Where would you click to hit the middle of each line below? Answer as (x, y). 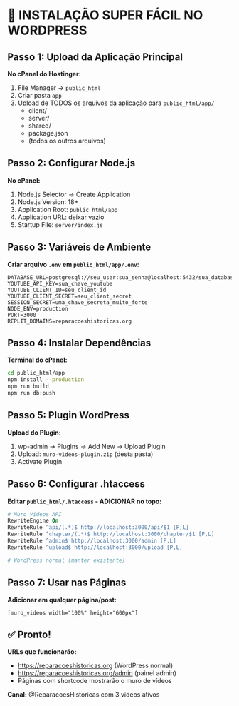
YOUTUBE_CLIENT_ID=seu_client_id (57, 290)
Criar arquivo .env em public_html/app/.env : (74, 264)
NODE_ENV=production (38, 308)
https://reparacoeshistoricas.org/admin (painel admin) (97, 673)
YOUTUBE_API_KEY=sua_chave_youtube (60, 283)
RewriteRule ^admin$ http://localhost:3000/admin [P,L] (92, 541)
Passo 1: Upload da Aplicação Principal (95, 57)
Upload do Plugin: (34, 433)
